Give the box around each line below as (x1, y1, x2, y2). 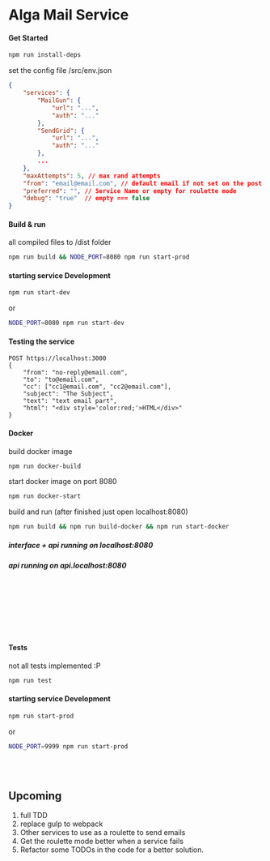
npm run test (8, 676, 53, 684)
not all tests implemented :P (8, 661, 101, 670)
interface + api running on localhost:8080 (8, 540, 154, 550)
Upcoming (8, 789, 62, 803)
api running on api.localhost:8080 (8, 561, 127, 571)
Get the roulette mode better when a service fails (19, 837, 184, 846)
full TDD (19, 811, 49, 820)
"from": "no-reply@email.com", (23, 369, 129, 377)
